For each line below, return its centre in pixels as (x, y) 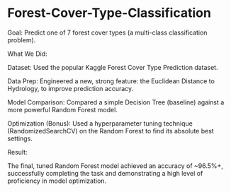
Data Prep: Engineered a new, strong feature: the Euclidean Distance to (111, 81)
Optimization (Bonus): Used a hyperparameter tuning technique (100, 123)
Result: (17, 152)
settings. (20, 138)
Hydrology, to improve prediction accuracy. (71, 88)
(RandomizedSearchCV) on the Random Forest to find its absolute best (111, 131)
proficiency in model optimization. (57, 181)
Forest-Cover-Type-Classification (109, 13)
